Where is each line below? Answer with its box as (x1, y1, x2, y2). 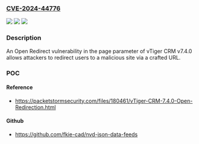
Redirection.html (14, 104, 56, 111)
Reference (6, 84, 33, 91)
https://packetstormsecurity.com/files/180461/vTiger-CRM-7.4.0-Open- (14, 97, 193, 104)
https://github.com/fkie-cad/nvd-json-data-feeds (14, 131, 138, 138)
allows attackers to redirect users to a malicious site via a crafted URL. (6, 54, 181, 61)
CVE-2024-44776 (6, 4, 61, 13)
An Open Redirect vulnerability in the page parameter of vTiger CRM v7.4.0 (6, 47, 192, 55)
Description (6, 34, 42, 42)
